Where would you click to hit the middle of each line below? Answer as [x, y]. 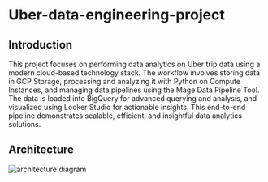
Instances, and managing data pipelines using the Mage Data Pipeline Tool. [134, 90]
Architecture [41, 150]
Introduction [41, 45]
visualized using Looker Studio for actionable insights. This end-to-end [127, 107]
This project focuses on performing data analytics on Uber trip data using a [134, 64]
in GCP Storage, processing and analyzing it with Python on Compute [125, 81]
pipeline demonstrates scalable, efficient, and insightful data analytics [125, 116]
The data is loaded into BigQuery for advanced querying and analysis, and [133, 98]
